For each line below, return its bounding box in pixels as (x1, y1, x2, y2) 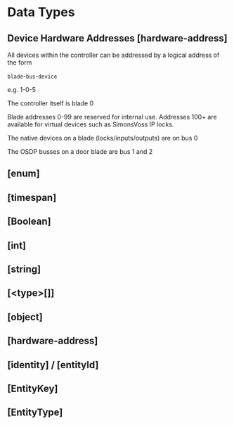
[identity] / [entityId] (7, 359, 99, 371)
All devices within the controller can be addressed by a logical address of (7, 51, 220, 59)
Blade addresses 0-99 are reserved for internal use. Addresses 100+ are (7, 113, 217, 121)
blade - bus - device (7, 72, 58, 80)
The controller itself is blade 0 (7, 99, 94, 107)
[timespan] (7, 191, 57, 204)
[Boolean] (7, 216, 51, 228)
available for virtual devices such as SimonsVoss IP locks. (7, 120, 174, 129)
